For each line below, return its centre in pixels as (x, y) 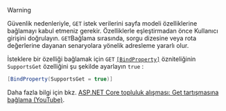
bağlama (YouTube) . (36, 99)
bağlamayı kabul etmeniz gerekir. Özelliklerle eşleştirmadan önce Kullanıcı (113, 31)
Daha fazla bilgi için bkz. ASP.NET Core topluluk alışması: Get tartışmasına (113, 92)
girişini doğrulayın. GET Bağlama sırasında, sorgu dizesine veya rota (102, 38)
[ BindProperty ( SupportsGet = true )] (60, 79)
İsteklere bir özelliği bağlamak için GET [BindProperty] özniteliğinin (102, 59)
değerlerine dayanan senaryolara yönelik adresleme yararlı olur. (98, 45)
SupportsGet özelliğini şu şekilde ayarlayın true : (76, 66)
